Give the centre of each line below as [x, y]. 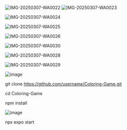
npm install [16, 103]
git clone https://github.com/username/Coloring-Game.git [63, 84]
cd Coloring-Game [24, 93]
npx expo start [20, 122]
